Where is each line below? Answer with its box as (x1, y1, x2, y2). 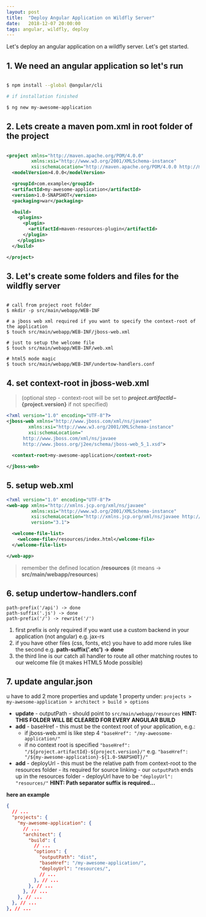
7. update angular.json (6, 676, 93, 687)
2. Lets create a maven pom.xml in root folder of (6, 121, 193, 132)
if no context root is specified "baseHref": (24, 741, 131, 748)
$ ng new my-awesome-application (6, 104, 92, 110)
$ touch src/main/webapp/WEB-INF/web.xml (6, 345, 114, 351)
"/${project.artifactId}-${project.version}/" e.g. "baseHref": (24, 748, 189, 755)
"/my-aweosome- (134, 731, 173, 737)
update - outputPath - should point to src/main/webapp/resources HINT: (15, 710, 197, 717)
